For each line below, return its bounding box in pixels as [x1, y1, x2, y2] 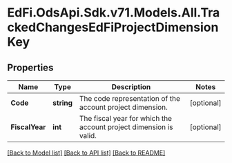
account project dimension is [79, 122, 173, 132]
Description [111, 82, 151, 91]
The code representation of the [79, 94, 181, 103]
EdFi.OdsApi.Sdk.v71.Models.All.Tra [7, 5, 220, 21]
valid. [79, 131, 97, 140]
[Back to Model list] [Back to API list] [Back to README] [7, 148, 166, 157]
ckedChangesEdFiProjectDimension [7, 19, 219, 35]
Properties [7, 61, 54, 73]
